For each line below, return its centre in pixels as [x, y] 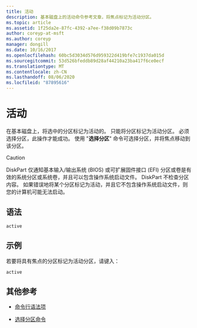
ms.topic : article [29, 22]
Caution [16, 157]
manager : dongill [27, 45]
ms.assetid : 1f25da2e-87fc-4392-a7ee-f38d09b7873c [69, 28]
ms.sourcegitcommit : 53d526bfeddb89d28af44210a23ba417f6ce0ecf [85, 61]
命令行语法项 [30, 307]
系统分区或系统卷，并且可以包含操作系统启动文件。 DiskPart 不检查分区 [103, 177]
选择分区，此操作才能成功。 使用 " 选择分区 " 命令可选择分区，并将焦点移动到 [98, 138]
